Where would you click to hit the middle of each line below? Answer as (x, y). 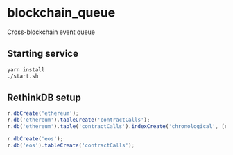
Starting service (43, 54)
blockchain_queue (61, 13)
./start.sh (23, 76)
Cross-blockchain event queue (51, 32)
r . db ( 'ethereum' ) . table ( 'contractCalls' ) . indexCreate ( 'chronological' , (113, 127)
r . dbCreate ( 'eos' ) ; (35, 139)
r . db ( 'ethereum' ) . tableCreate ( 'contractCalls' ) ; (79, 120)
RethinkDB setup (44, 97)
